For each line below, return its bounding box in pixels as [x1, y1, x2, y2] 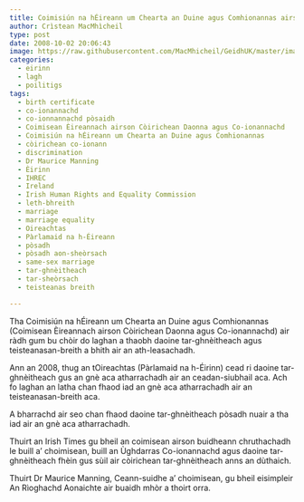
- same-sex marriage [17, 257, 95, 267]
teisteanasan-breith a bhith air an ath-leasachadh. [9, 344, 196, 355]
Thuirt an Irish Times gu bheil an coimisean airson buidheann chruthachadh [9, 436, 291, 447]
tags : [9, 89, 30, 98]
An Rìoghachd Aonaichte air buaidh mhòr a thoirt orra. [9, 482, 211, 493]
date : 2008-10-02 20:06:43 [9, 38, 111, 48]
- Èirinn [17, 165, 51, 174]
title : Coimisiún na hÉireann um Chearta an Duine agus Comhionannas [9, 13, 278, 23]
